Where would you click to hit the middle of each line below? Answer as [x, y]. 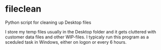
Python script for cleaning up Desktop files [48, 22]
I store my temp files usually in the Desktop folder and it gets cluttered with [81, 32]
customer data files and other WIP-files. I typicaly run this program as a [77, 37]
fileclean [23, 9]
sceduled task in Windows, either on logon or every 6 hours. [66, 42]
